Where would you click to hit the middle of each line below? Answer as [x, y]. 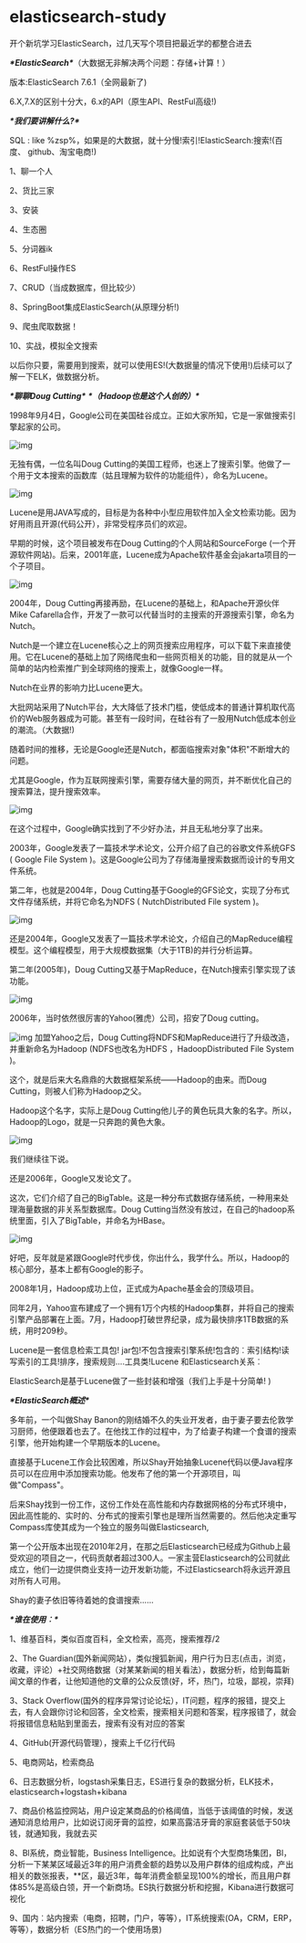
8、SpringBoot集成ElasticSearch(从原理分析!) [95, 307]
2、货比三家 [32, 190]
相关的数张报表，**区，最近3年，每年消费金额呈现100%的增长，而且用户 [146, 1875]
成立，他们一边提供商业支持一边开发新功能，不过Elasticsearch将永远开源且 [150, 1569]
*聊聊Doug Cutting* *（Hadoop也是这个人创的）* [105, 395]
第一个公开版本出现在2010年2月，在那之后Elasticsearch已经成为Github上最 [150, 1546]
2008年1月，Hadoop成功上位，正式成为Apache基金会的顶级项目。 [134, 1288]
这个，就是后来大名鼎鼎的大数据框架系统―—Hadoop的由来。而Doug [138, 1079]
